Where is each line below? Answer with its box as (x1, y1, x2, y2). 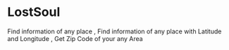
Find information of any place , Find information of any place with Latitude (7, 27, 222, 35)
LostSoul (7, 4, 61, 20)
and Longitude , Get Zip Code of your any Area (7, 34, 143, 42)
